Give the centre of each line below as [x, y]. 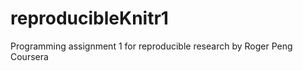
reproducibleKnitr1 [89, 18]
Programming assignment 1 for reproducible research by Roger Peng [151, 46]
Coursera [29, 56]
